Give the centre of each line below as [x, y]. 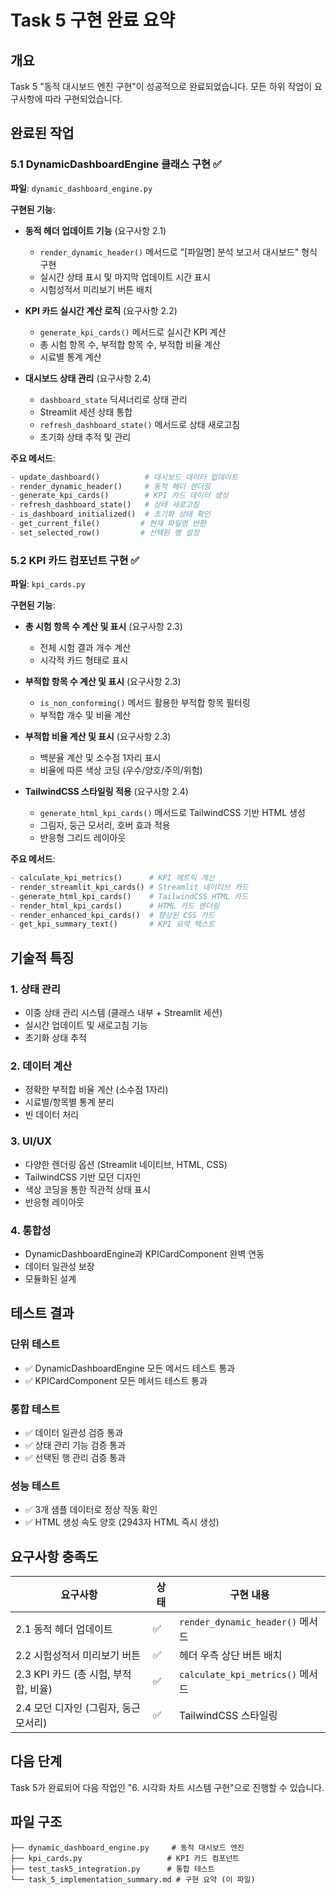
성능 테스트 [35, 1486]
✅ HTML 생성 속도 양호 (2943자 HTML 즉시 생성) [122, 1522]
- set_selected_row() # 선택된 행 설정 [105, 532]
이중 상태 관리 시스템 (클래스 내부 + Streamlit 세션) [123, 1013]
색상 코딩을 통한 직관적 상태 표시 [87, 1189]
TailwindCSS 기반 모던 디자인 [83, 1177]
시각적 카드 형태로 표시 [84, 660]
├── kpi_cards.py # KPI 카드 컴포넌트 [125, 1858]
